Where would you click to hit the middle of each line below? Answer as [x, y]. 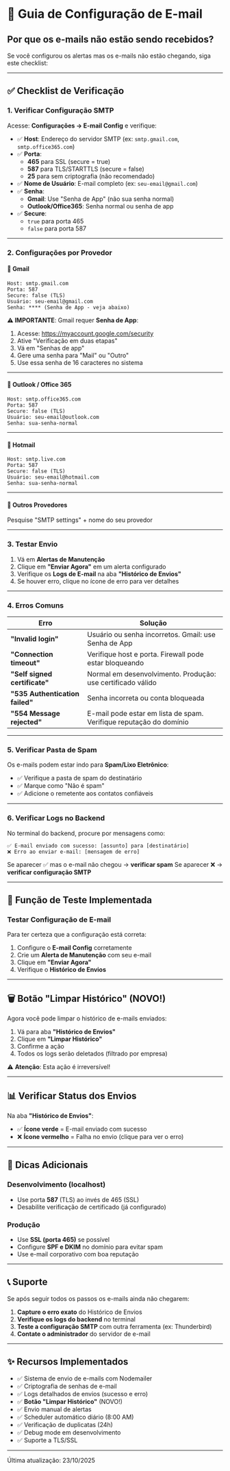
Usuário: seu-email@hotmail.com [53, 477]
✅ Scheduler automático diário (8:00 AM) [75, 1417]
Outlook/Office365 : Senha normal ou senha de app [100, 206]
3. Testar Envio [33, 545]
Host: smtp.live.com [37, 459]
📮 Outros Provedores [37, 505]
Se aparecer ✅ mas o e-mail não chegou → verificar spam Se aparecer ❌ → [115, 864]
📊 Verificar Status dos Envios [72, 1096]
